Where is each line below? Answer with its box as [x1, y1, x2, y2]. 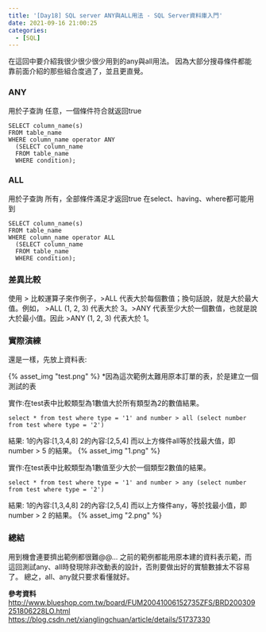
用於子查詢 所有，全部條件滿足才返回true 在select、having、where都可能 [8, 194, 248, 203]
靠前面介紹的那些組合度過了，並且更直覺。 [8, 67, 148, 76]
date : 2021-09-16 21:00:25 [8, 19, 98, 27]
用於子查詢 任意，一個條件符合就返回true [8, 106, 142, 115]
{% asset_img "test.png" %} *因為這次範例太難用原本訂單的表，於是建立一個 [8, 372, 259, 381]
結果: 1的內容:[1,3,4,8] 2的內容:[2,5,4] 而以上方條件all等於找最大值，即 [8, 436, 236, 445]
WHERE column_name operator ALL [8, 233, 115, 241]
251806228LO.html [8, 606, 71, 615]
